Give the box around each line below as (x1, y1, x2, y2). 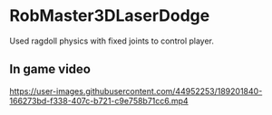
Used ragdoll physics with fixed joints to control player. (9, 35, 215, 46)
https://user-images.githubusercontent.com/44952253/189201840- (9, 85, 263, 96)
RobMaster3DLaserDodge (9, 5, 210, 26)
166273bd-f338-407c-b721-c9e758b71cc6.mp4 (9, 95, 189, 106)
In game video (9, 62, 91, 77)
